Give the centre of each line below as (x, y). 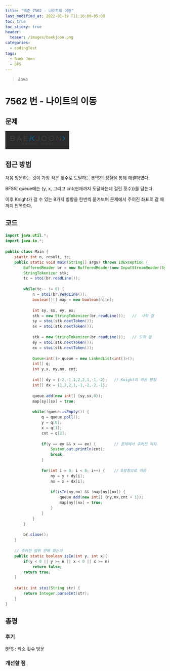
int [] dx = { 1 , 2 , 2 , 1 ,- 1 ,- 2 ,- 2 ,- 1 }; (70, 385)
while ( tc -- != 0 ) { (44, 289)
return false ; (47, 567)
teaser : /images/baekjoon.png (41, 37)
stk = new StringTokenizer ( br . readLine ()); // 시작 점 (93, 316)
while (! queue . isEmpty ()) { (61, 412)
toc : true (16, 21)
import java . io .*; (25, 241)
